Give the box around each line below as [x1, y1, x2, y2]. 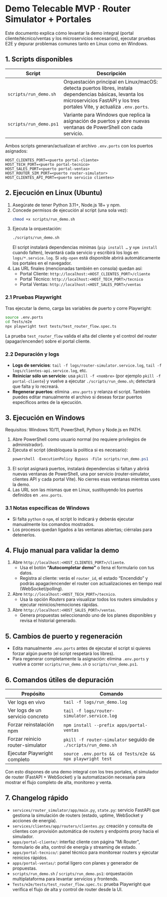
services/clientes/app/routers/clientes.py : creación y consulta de [12, 823, 153, 829]
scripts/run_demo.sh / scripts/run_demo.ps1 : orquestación [12, 870, 133, 877]
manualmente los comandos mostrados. [12, 521, 95, 527]
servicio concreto [7, 713, 49, 720]
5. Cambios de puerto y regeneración [5, 632, 123, 641]
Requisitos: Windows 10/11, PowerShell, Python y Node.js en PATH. [5, 427, 142, 433]
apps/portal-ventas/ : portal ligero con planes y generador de [12, 860, 139, 866]
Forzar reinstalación [7, 721, 54, 728]
